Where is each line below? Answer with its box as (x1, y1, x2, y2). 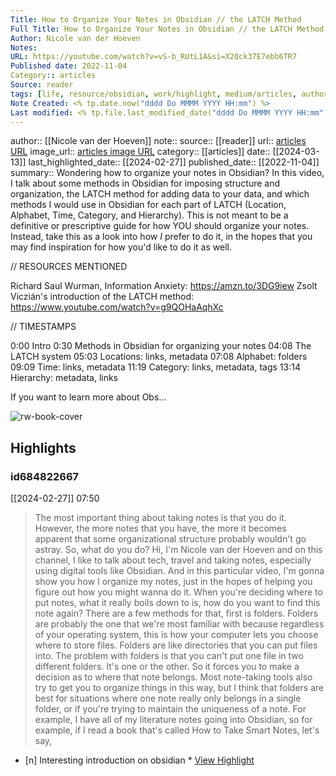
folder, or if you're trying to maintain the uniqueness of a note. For (34, 703, 307, 715)
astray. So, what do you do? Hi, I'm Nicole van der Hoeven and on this (34, 544, 323, 556)
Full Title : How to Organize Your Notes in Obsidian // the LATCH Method (10, 24, 325, 34)
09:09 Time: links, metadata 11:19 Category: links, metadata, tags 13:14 (10, 361, 301, 373)
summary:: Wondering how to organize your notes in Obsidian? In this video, (10, 167, 325, 179)
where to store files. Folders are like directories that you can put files (34, 639, 318, 651)
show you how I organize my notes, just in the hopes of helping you (34, 576, 313, 588)
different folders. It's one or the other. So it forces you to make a (34, 661, 300, 673)
